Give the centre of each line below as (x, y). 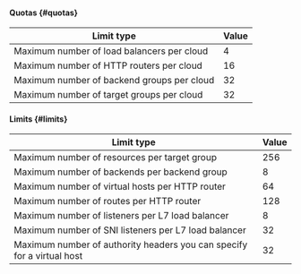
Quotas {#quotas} (44, 13)
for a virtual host (48, 256)
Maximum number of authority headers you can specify (131, 244)
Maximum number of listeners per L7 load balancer (121, 216)
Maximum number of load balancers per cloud (111, 51)
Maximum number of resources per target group (116, 158)
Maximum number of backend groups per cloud (114, 81)
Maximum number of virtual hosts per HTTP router (120, 186)
